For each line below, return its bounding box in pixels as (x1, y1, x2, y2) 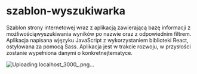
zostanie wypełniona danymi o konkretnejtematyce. (6, 49, 133, 56)
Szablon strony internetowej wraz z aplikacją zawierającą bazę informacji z (6, 24, 191, 31)
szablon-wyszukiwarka (6, 4, 125, 18)
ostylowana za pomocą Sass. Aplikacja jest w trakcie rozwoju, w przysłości (6, 43, 191, 50)
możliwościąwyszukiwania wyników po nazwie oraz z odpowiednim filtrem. (6, 30, 192, 37)
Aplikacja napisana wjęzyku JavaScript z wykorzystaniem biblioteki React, (6, 36, 189, 44)
